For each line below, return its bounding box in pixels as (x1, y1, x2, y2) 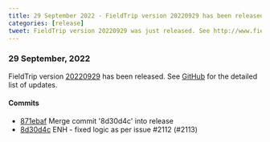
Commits (8, 98, 40, 108)
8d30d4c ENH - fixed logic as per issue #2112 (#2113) (19, 124, 198, 134)
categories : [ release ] (8, 19, 84, 27)
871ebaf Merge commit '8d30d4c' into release (19, 116, 174, 125)
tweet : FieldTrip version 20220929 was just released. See (8, 26, 211, 34)
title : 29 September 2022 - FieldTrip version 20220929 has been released (8, 11, 264, 20)
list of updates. (8, 79, 58, 89)
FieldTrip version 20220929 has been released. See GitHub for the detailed (8, 71, 258, 81)
